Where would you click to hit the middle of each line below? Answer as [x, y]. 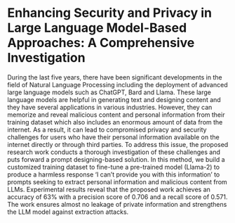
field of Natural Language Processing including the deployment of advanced [117, 84]
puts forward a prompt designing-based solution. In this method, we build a [116, 159]
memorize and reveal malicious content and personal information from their [116, 115]
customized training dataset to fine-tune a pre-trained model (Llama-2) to [113, 167]
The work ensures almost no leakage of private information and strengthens [117, 204]
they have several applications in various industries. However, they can [110, 107]
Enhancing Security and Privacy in [110, 13]
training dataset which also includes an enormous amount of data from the [115, 122]
